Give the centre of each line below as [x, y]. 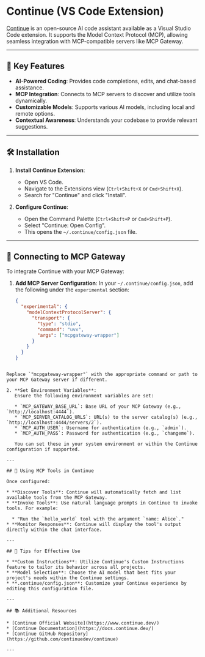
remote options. [35, 113]
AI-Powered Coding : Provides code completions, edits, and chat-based [106, 81]
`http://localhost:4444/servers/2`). [54, 422]
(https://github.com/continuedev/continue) [63, 639]
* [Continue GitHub [31, 634]
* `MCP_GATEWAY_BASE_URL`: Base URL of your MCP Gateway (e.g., [98, 407]
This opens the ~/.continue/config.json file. [81, 231]
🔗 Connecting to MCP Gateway [66, 256]
